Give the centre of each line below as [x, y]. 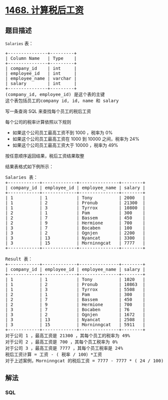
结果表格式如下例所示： [29, 167]
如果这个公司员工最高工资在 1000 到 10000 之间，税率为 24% [76, 139]
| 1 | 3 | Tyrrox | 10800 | [75, 208]
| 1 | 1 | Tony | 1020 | [75, 279]
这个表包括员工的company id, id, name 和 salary [62, 101]
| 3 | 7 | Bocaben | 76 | [75, 310]
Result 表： [19, 259]
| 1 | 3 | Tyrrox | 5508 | [75, 289]
